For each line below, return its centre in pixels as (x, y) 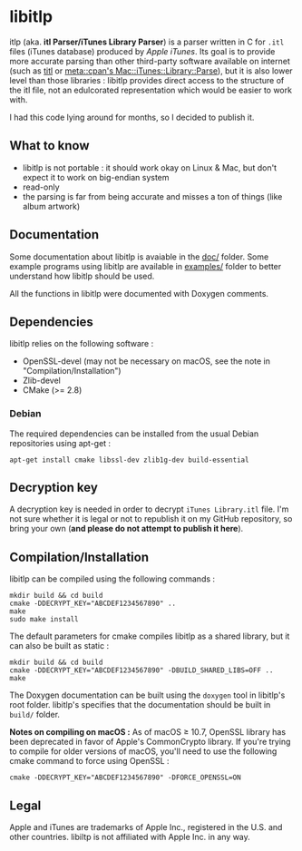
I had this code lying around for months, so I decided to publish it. (132, 117)
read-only (41, 187)
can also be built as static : (59, 646)
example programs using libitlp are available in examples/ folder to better (146, 266)
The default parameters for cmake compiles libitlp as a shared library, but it (150, 636)
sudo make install (44, 620)
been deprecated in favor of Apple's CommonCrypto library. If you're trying (150, 742)
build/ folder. (35, 715)
